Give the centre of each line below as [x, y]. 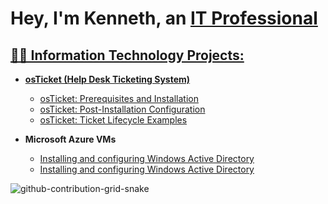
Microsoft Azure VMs [70, 139]
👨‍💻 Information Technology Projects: [127, 55]
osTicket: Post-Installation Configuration [122, 109]
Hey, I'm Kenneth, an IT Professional [164, 18]
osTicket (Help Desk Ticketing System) [107, 79]
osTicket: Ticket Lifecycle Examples [113, 120]
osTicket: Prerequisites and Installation [119, 98]
